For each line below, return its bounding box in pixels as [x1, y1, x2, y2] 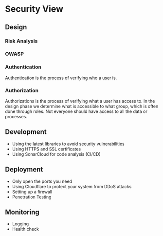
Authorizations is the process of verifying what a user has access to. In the [5, 98, 155, 104]
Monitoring [5, 208, 40, 216]
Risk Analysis [5, 38, 38, 44]
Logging [12, 221, 29, 227]
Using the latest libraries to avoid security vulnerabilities [12, 141, 125, 147]
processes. [5, 114, 28, 120]
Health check [12, 226, 39, 232]
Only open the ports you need [12, 178, 72, 184]
